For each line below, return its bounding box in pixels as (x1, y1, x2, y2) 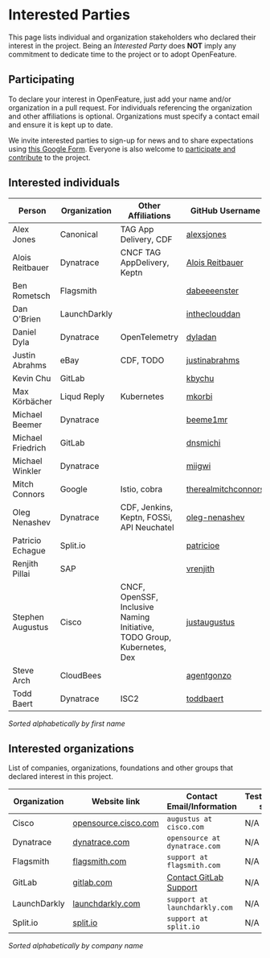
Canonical (59, 228, 99, 239)
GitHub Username (190, 205, 261, 216)
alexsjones (186, 228, 227, 239)
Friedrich (12, 442, 47, 453)
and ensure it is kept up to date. (8, 119, 113, 130)
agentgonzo (186, 670, 231, 681)
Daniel (12, 326, 37, 338)
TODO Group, (120, 631, 171, 642)
